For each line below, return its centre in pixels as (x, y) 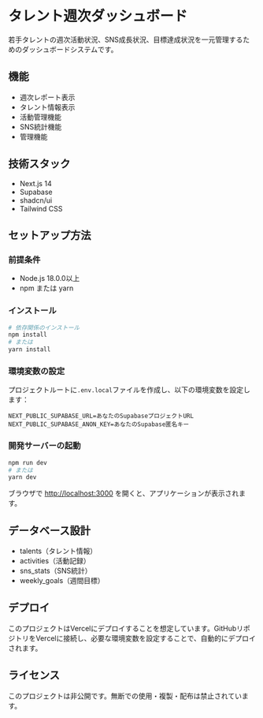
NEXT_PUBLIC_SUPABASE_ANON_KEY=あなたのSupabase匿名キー (99, 424)
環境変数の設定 (37, 371)
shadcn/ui (36, 200)
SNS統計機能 (41, 126)
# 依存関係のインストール (44, 327)
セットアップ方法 (50, 235)
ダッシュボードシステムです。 (70, 49)
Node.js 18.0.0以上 (50, 279)
